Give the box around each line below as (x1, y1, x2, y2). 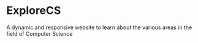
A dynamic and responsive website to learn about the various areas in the (6, 24, 192, 31)
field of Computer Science (6, 30, 73, 37)
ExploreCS (6, 4, 61, 18)
